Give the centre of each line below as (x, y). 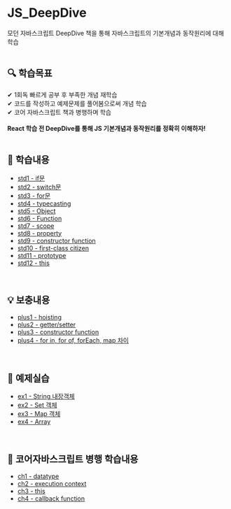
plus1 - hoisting (39, 317)
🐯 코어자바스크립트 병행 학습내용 (73, 459)
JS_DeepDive (47, 13)
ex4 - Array (34, 422)
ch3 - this (31, 491)
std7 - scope (36, 226)
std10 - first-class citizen (53, 248)
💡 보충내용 (29, 300)
